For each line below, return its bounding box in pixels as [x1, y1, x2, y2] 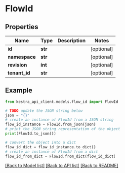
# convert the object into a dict [5, 140, 77, 145]
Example [5, 86, 33, 95]
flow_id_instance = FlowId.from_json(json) [5, 122, 96, 127]
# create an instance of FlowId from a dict [5, 149, 98, 154]
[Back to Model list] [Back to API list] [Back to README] [5, 163, 119, 169]
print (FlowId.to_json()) [5, 131, 56, 136]
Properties [5, 23, 39, 31]
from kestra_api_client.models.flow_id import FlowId [5, 99, 119, 104]
